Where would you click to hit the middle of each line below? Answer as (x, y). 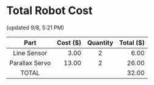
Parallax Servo (30, 63)
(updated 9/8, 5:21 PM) (35, 28)
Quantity (100, 42)
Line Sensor (30, 53)
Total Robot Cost (50, 11)
